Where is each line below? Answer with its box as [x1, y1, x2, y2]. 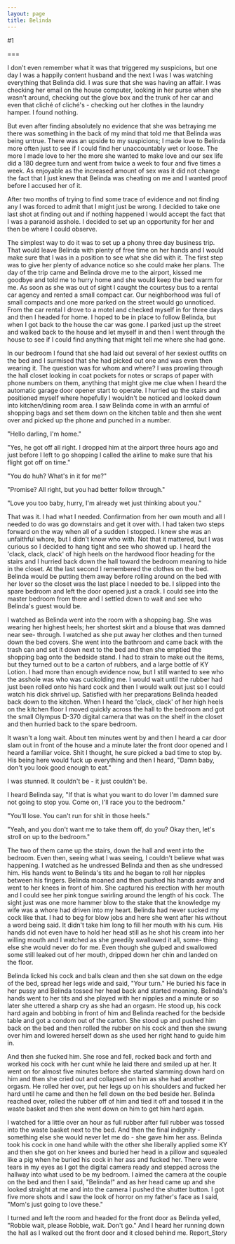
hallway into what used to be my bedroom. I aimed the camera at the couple [7, 1170, 227, 1179]
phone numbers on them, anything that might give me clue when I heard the [7, 378, 227, 387]
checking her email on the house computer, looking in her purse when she [7, 86, 222, 94]
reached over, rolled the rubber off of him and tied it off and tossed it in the [7, 1097, 224, 1105]
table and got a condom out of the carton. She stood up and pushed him [7, 1016, 216, 1024]
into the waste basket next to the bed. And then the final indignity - [7, 1125, 201, 1134]
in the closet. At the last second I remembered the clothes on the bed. [7, 564, 209, 573]
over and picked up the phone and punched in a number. [7, 415, 172, 424]
